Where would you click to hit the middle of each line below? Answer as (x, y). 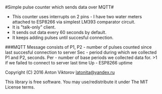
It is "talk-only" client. (34, 27)
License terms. (20, 87)
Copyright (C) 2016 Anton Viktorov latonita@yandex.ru (60, 72)
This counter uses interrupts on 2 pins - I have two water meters (77, 16)
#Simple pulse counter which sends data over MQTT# (59, 7)
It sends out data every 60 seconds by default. (59, 32)
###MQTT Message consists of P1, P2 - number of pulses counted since (78, 47)
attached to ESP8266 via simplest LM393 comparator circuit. (74, 22)
